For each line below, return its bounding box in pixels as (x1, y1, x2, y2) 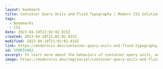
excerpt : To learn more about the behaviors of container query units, (5, 52, 153, 57)
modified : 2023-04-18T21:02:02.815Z (5, 39, 79, 44)
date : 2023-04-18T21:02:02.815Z (5, 30, 70, 34)
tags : (5, 16, 16, 21)
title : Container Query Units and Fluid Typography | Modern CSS (5, 12, 140, 17)
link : (5, 43, 16, 48)
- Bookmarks (9, 20, 34, 26)
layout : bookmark (5, 7, 40, 12)
